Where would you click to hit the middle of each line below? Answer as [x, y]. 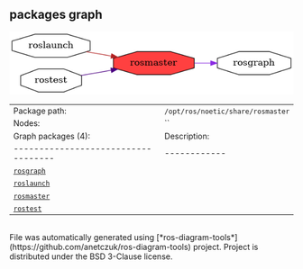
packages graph [56, 15]
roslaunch [32, 184]
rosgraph [30, 171]
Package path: [40, 111]
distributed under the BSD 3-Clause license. [91, 256]
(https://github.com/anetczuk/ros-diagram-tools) [100, 247]
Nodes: [27, 123]
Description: [187, 136]
